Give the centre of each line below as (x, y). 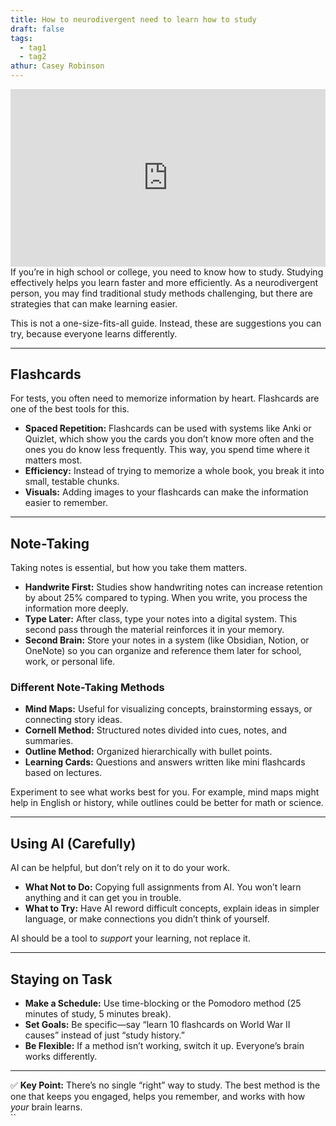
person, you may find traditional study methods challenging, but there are (161, 293)
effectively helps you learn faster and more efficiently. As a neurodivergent (164, 282)
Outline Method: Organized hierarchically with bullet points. (148, 752)
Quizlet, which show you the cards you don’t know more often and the (169, 439)
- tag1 (33, 47)
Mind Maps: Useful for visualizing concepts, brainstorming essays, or (168, 709)
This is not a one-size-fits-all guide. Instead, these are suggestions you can (166, 323)
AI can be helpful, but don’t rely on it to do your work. (120, 868)
